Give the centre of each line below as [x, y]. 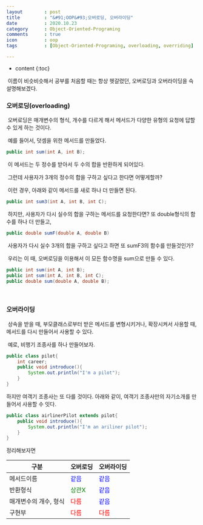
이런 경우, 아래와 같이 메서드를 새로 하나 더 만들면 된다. [72, 190]
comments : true [34, 35]
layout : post [34, 12]
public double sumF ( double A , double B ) [58, 233]
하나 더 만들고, [34, 222]
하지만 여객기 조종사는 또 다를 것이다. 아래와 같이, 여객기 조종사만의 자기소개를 [98, 396]
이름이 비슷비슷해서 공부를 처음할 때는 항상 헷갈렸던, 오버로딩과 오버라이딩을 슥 [101, 81]
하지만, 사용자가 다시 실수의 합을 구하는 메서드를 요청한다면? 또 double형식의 [98, 214]
